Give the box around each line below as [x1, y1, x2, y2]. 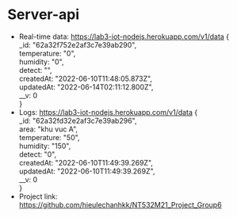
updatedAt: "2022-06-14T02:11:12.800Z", [18, 82, 154, 92]
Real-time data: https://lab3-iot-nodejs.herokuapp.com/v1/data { [18, 32, 230, 41]
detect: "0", [18, 149, 57, 159]
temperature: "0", [18, 48, 76, 58]
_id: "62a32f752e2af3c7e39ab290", [18, 40, 137, 49]
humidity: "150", [18, 141, 71, 150]
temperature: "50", [18, 132, 80, 142]
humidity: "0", [18, 57, 64, 67]
